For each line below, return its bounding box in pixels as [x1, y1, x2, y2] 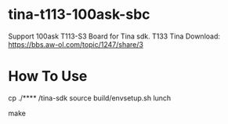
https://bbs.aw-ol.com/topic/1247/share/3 [8, 39, 143, 49]
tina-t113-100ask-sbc [8, 5, 150, 24]
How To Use [8, 67, 88, 86]
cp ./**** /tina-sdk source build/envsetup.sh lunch [8, 93, 172, 103]
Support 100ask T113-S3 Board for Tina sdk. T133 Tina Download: [8, 31, 221, 41]
